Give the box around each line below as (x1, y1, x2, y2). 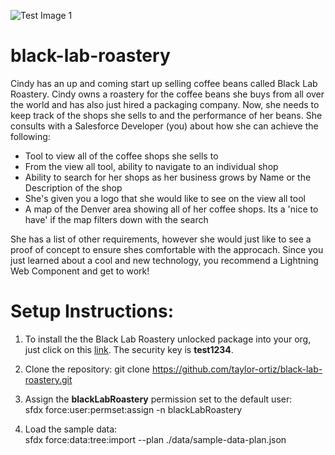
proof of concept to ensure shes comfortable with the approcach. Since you (10, 243, 324, 255)
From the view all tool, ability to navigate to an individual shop (24, 160, 279, 172)
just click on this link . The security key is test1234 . (24, 343, 234, 355)
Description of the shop (24, 181, 123, 194)
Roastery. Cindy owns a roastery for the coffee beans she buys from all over (10, 88, 325, 100)
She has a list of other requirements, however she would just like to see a (10, 233, 312, 245)
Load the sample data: (24, 423, 118, 435)
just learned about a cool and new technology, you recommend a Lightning (10, 254, 319, 266)
